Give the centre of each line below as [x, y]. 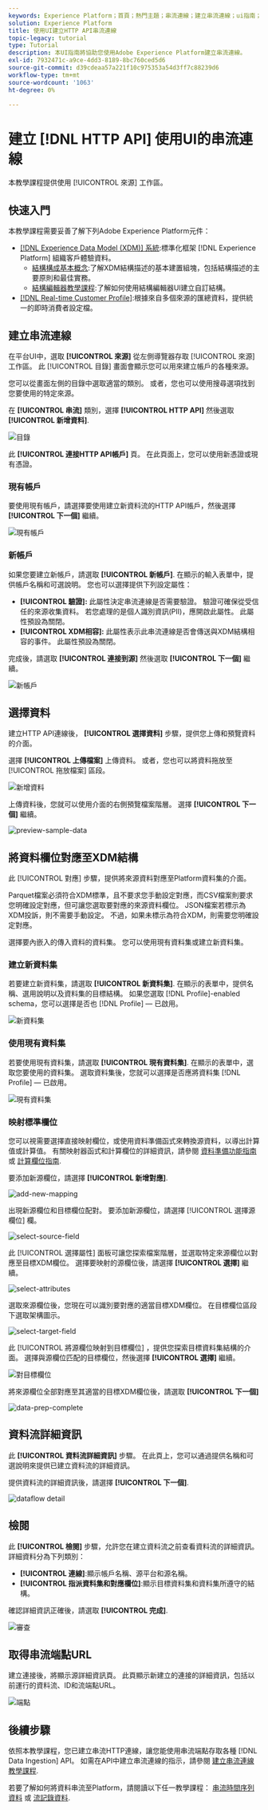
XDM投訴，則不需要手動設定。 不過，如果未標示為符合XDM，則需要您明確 [130, 915]
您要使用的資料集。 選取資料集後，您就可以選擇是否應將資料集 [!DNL [128, 1072]
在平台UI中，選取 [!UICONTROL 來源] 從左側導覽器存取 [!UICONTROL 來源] [132, 356]
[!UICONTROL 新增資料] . [49, 420]
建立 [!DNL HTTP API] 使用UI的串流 [124, 139]
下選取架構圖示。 [36, 1315]
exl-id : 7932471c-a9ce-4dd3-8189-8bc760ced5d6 [87, 61]
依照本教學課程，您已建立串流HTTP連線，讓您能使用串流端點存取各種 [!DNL [133, 1751]
